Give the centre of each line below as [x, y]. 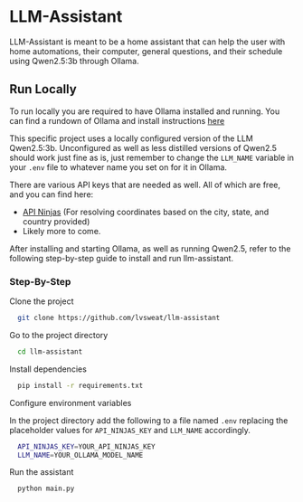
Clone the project [42, 301]
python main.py [46, 489]
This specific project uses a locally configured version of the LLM [131, 138]
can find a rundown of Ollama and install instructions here [117, 120]
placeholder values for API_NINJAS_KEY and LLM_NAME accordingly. [130, 430]
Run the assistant [42, 472]
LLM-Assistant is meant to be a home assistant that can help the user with [147, 42]
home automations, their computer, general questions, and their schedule [146, 51]
